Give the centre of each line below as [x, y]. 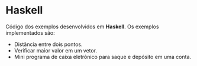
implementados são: [30, 32]
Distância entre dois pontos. [48, 44]
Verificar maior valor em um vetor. [56, 50]
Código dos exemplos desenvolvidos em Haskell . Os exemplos [82, 27]
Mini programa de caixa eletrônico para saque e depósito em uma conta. [103, 57]
